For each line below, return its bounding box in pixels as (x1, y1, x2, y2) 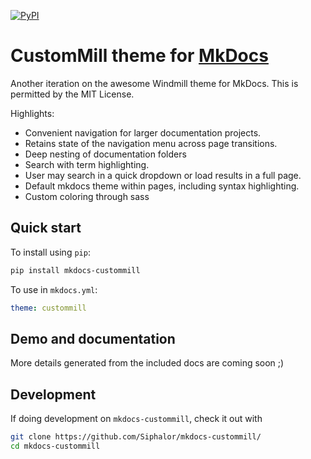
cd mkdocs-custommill (10, 441, 101, 451)
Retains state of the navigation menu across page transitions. (24, 137, 278, 149)
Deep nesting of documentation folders (24, 148, 187, 160)
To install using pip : (10, 246, 91, 258)
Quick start (10, 220, 82, 237)
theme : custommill (10, 303, 87, 313)
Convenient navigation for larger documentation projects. (24, 126, 262, 139)
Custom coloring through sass (24, 190, 150, 202)
